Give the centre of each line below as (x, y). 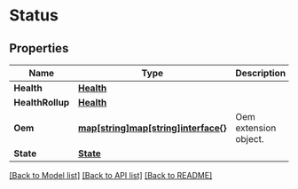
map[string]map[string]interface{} (153, 128)
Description (260, 73)
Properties (39, 48)
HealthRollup (42, 102)
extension (255, 128)
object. (249, 139)
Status (34, 16)
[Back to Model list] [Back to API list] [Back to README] (111, 175)
